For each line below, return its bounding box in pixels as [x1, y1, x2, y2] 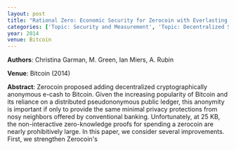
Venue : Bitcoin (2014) [7, 69, 70, 78]
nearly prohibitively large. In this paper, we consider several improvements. [7, 128, 225, 136]
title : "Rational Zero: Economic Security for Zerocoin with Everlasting [7, 17, 228, 24]
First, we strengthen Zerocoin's [7, 135, 98, 144]
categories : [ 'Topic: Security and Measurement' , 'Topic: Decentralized [7, 23, 225, 30]
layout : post [7, 10, 46, 18]
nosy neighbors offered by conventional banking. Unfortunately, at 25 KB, [7, 113, 221, 121]
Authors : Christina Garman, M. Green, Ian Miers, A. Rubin [7, 55, 174, 64]
